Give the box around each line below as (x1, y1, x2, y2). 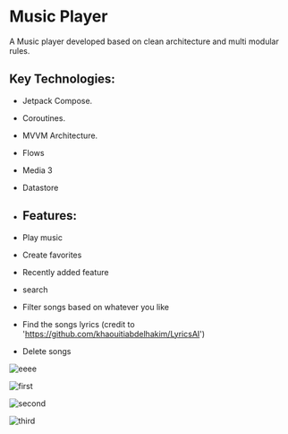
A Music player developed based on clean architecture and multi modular (9, 36, 279, 47)
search (21, 284, 48, 295)
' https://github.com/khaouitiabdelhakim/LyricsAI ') (21, 328, 206, 339)
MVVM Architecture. (21, 130, 98, 141)
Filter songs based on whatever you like (21, 301, 170, 312)
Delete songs (21, 345, 72, 356)
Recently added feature (21, 266, 109, 277)
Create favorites (21, 249, 82, 260)
